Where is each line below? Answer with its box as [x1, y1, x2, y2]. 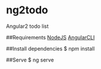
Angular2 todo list [6, 23, 49, 30]
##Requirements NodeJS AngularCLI [6, 34, 95, 41]
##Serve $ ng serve [6, 56, 54, 63]
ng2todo [6, 3, 48, 17]
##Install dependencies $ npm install [6, 45, 95, 52]
